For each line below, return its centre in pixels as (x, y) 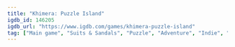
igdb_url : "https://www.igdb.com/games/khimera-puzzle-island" (101, 26)
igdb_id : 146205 (31, 20)
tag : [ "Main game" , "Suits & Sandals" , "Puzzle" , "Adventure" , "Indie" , (115, 33)
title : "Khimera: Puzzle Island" (56, 13)
